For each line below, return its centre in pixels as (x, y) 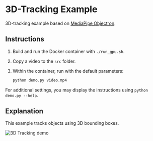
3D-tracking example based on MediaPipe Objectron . (60, 23)
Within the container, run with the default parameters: (68, 71)
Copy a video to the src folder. (44, 61)
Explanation (24, 111)
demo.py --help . (22, 95)
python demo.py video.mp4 (40, 80)
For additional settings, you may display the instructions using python (77, 90)
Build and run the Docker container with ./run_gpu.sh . (68, 51)
